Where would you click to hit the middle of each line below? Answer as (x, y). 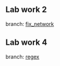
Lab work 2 (26, 10)
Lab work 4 (26, 43)
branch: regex (22, 57)
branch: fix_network (30, 24)
